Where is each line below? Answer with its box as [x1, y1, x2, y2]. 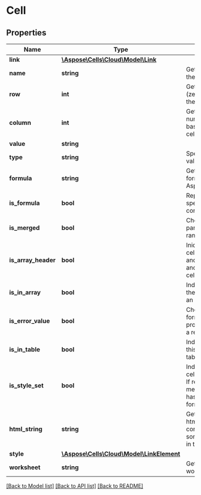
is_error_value [9, 317, 50, 325]
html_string [9, 425, 43, 433]
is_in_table [9, 345, 41, 353]
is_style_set [9, 381, 44, 389]
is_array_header [9, 256, 56, 264]
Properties [6, 28, 47, 38]
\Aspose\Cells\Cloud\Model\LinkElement [61, 450, 181, 458]
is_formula [9, 199, 40, 207]
